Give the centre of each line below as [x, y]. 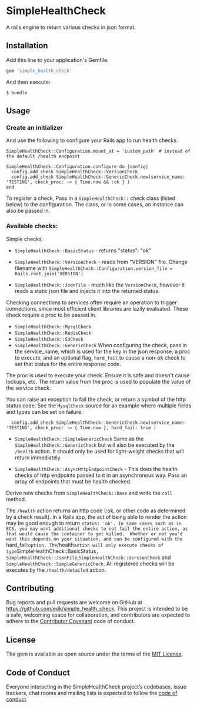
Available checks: [32, 226]
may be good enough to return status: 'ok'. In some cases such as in [94, 523]
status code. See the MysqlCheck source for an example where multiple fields [99, 406]
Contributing [30, 588]
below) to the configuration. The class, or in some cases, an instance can [95, 205]
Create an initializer [35, 127]
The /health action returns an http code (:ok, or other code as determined [96, 511]
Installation [27, 46]
